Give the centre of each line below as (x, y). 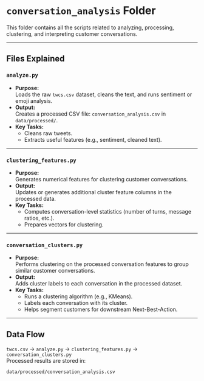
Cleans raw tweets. (48, 133)
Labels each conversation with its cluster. (76, 303)
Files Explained (36, 59)
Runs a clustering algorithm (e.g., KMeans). (78, 296)
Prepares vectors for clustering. (64, 224)
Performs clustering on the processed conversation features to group (102, 264)
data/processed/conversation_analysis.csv (61, 372)
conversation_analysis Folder (81, 11)
